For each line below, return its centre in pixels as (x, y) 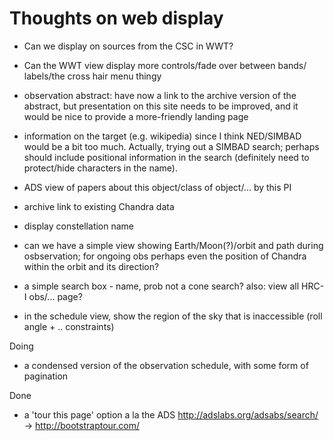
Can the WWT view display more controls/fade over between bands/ (165, 65)
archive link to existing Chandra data (99, 206)
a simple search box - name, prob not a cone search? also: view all (161, 286)
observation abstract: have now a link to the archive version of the (160, 95)
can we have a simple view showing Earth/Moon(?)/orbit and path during (173, 245)
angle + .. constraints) (69, 326)
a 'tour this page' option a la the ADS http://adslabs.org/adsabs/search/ (171, 414)
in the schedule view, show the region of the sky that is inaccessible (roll (173, 316)
